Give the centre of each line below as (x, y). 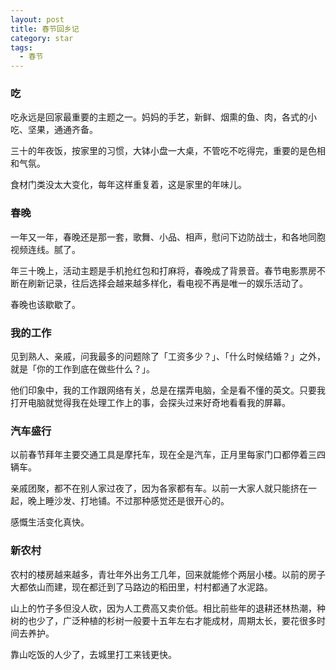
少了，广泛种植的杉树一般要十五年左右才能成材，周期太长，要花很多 (176, 620)
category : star (42, 38)
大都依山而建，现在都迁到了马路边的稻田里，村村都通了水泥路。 (141, 587)
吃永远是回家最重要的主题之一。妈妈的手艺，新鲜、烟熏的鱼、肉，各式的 (159, 117)
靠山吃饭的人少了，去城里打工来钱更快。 (93, 654)
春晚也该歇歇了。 (45, 304)
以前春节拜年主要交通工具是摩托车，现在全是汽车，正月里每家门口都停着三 (163, 455)
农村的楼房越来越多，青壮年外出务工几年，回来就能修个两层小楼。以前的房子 (168, 574)
